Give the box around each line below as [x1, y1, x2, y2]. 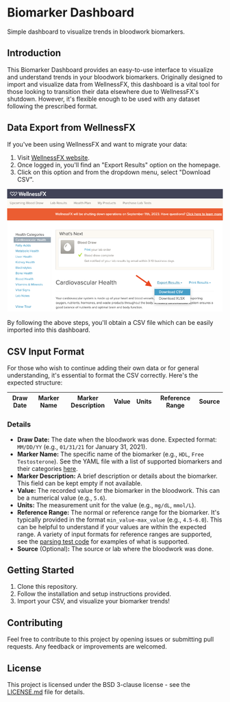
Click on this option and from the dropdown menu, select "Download [16, 168, 211, 176]
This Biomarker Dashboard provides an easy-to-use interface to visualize [7, 65, 214, 73]
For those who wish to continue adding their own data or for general [7, 364, 199, 372]
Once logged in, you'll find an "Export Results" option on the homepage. [16, 160, 221, 169]
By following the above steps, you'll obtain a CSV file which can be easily [7, 319, 214, 327]
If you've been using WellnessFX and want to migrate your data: [7, 140, 188, 148]
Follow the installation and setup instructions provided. [16, 590, 171, 598]
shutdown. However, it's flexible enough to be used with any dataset [7, 95, 200, 103]
